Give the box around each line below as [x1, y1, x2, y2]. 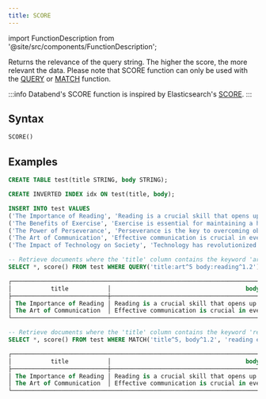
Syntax [8, 112, 44, 126]
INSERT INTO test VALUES [8, 204, 90, 212]
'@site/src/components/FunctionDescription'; [8, 41, 157, 51]
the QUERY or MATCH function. [8, 74, 111, 83]
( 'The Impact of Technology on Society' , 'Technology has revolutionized [8, 241, 257, 249]
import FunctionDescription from [8, 33, 115, 43]
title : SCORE [8, 11, 51, 20]
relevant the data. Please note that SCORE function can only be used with [8, 65, 248, 75]
